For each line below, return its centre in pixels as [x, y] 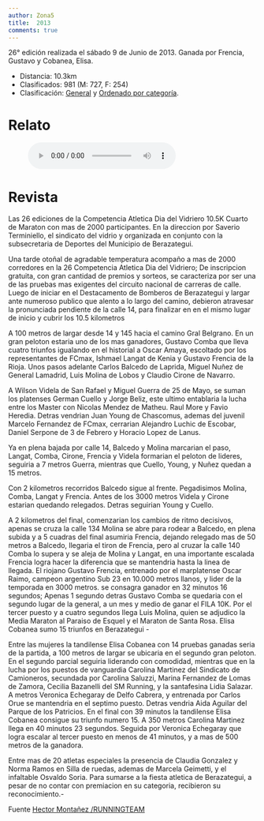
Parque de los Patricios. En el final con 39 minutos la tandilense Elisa [119, 712]
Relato [30, 125]
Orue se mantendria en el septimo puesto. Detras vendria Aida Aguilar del [128, 703]
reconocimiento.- [36, 794]
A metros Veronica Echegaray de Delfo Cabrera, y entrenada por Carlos [125, 695]
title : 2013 [30, 23]
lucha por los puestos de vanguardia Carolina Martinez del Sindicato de [124, 670]
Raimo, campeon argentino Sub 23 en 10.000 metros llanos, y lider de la [125, 579]
